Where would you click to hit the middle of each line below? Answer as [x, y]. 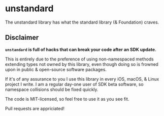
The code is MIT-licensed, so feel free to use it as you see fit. [67, 99]
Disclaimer [22, 38]
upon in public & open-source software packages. [56, 69]
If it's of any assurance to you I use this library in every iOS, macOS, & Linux [82, 79]
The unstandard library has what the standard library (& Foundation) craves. [82, 22]
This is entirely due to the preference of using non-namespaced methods [80, 59]
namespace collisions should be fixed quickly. [52, 89]
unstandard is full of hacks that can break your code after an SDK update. [81, 49]
